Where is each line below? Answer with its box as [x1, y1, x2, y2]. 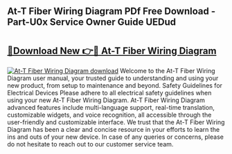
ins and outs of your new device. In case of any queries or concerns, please [7, 133, 224, 141]
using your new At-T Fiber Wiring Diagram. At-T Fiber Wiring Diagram [7, 96, 206, 104]
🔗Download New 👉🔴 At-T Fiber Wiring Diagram [7, 45, 217, 57]
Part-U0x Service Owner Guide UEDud [7, 17, 177, 28]
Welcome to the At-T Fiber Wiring [120, 67, 216, 75]
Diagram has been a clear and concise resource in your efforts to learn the [7, 126, 220, 133]
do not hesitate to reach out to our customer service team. [7, 140, 174, 148]
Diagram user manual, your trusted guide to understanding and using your [7, 74, 219, 82]
